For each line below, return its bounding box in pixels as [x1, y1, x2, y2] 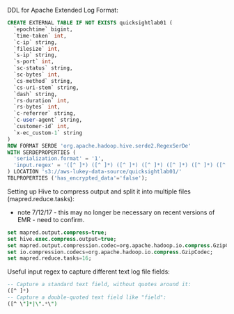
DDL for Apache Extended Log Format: [7, 6, 118, 14]
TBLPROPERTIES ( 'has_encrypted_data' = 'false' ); [7, 175, 148, 182]
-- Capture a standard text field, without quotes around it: [7, 281, 192, 288]
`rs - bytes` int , [13, 104, 61, 111]
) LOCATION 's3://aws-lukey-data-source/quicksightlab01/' [7, 168, 182, 175]
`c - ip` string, [13, 38, 58, 46]
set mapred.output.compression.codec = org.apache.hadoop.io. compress [7, 242, 210, 249]
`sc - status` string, [13, 65, 73, 72]
